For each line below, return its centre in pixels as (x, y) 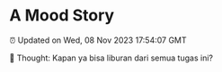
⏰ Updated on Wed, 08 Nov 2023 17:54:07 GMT (98, 40)
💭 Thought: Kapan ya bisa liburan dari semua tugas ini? (111, 58)
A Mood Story (62, 16)
